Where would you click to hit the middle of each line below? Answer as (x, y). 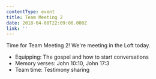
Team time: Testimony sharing (52, 70)
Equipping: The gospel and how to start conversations (82, 57)
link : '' (17, 28)
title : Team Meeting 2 (34, 17)
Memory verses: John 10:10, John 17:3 (62, 63)
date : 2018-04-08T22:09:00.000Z (46, 23)
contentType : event (31, 12)
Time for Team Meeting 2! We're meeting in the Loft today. (78, 45)
